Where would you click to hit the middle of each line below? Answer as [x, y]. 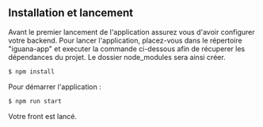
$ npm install [32, 71]
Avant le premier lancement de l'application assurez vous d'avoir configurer [131, 32]
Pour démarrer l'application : [55, 87]
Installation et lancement [71, 13]
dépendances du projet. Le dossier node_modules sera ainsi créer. [117, 57]
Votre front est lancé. [43, 116]
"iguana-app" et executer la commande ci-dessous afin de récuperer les [127, 49]
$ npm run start [35, 101]
